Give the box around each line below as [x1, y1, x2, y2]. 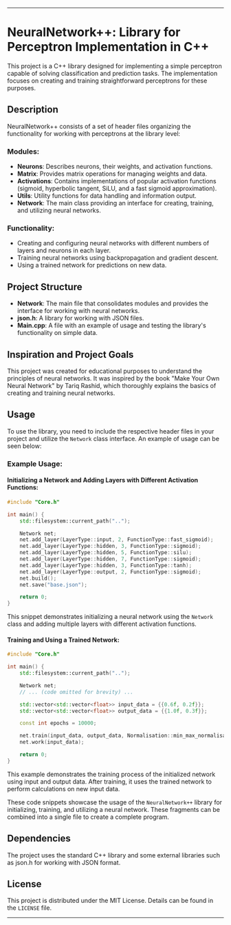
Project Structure [7, 281, 82, 293]
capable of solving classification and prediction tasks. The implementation [7, 69, 218, 77]
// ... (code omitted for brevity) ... [19, 689, 134, 695]
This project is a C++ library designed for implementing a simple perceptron [7, 61, 222, 70]
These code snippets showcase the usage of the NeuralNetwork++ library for [7, 797, 222, 806]
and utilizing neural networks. [16, 206, 101, 214]
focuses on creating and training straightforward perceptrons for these [7, 77, 208, 85]
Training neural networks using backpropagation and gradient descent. [16, 254, 219, 262]
